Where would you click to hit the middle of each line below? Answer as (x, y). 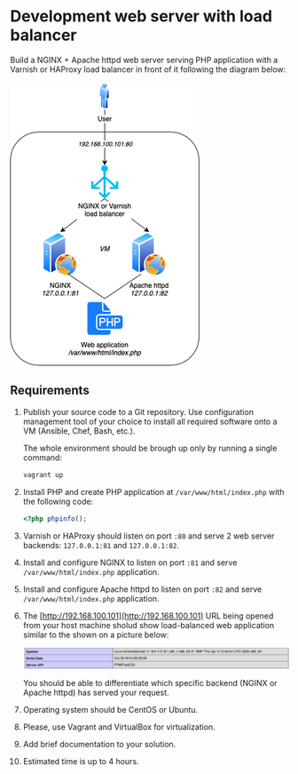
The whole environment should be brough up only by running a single (150, 448)
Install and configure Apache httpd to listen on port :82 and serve (142, 589)
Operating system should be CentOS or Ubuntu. (110, 709)
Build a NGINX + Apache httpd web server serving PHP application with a (144, 60)
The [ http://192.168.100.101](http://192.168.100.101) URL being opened (148, 616)
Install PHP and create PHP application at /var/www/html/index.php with (153, 491)
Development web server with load (141, 16)
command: (43, 457)
